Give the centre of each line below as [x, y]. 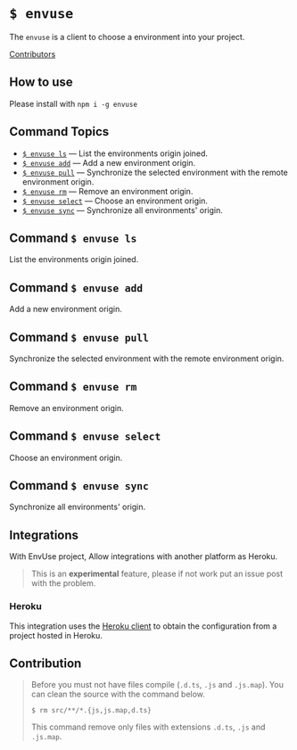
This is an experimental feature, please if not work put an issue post [157, 574]
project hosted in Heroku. [56, 635]
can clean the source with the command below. [118, 694]
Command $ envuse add [76, 288]
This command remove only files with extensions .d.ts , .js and [148, 727]
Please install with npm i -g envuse [74, 103]
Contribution [45, 663]
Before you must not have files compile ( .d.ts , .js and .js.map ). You [157, 685]
